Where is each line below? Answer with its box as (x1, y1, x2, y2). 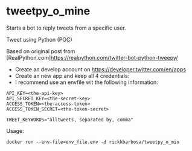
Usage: (6, 127, 24, 134)
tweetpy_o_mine (6, 4, 91, 18)
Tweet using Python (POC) (6, 36, 72, 43)
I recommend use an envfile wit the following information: (14, 79, 158, 86)
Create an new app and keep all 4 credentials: (14, 72, 130, 79)
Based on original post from (6, 47, 75, 55)
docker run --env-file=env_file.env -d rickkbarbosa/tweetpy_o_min (6, 139, 180, 145)
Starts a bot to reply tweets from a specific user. (6, 24, 126, 31)
